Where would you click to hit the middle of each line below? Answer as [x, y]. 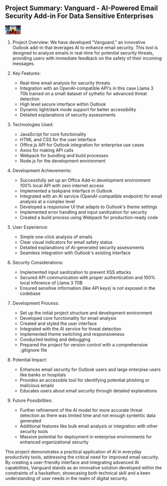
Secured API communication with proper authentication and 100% [87, 277]
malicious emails [37, 385]
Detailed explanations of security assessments [68, 115]
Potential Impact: [30, 359]
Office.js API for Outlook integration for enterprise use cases [82, 145]
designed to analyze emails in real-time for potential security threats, [83, 53]
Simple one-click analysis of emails [56, 237]
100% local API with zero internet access [62, 185]
